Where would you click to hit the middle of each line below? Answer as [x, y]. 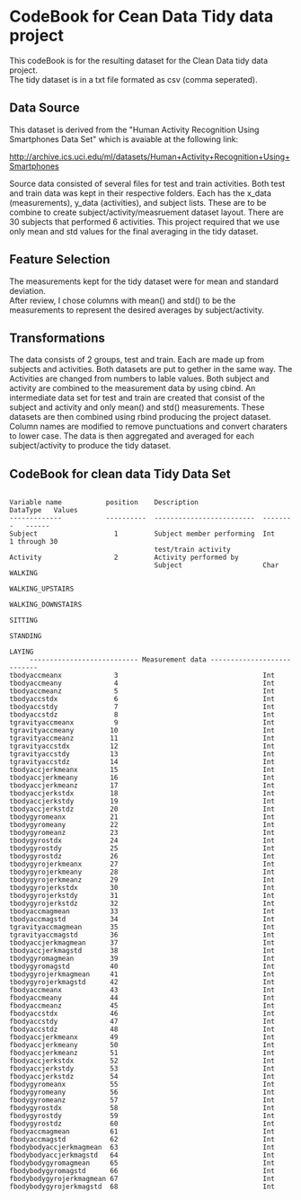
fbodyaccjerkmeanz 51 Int [142, 1053]
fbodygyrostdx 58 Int [142, 1108]
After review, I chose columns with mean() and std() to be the [123, 300]
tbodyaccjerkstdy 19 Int [142, 802]
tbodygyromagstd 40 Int [142, 967]
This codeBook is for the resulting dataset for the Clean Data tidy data [139, 60]
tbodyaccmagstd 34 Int [142, 920]
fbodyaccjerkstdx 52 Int [142, 1061]
